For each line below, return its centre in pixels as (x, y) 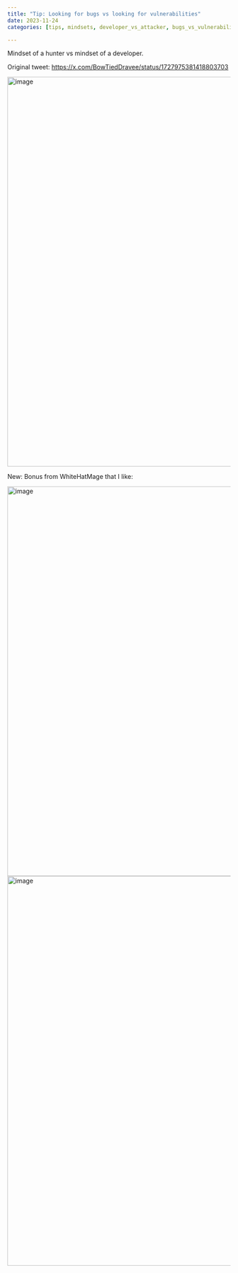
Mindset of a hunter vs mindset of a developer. (75, 53)
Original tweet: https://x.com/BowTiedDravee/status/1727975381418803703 (118, 67)
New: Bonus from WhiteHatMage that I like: (70, 477)
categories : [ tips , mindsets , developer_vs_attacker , (89, 27)
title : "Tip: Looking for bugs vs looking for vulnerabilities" (104, 14)
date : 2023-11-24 (33, 21)
